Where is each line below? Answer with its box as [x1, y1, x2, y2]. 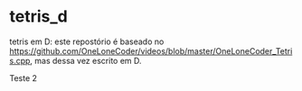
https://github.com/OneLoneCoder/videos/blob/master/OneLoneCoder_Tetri [9, 45, 293, 56]
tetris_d [9, 6, 68, 27]
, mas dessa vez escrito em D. [30, 55, 142, 66]
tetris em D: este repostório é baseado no [9, 36, 165, 47]
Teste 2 [9, 72, 38, 83]
